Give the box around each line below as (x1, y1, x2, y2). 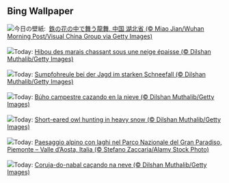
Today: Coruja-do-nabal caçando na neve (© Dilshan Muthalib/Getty (14, 160, 207, 169)
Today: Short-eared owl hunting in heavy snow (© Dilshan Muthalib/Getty (14, 115, 221, 124)
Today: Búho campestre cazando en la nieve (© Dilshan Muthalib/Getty (14, 92, 215, 101)
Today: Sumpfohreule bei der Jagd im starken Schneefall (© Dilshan (14, 70, 206, 78)
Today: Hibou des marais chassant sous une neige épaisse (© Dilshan (14, 47, 212, 55)
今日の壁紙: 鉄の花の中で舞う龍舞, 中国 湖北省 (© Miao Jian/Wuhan (14, 24, 204, 33)
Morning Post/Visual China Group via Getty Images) (7, 32, 152, 40)
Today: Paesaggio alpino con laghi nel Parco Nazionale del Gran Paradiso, (14, 138, 222, 146)
